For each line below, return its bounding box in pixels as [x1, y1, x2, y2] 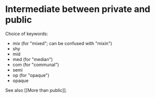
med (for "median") [12, 56, 53, 62]
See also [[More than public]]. [5, 87, 67, 93]
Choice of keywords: [5, 30, 48, 36]
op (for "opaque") [12, 72, 49, 78]
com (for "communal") [12, 61, 59, 67]
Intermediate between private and [5, 3, 150, 15]
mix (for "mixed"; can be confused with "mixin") [12, 40, 112, 46]
